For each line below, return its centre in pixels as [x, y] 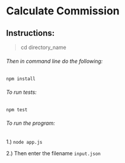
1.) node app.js [24, 142]
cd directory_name [43, 47]
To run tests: [21, 92]
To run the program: [31, 123]
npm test [17, 110]
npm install [21, 79]
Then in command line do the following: [55, 61]
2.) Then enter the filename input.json [53, 153]
